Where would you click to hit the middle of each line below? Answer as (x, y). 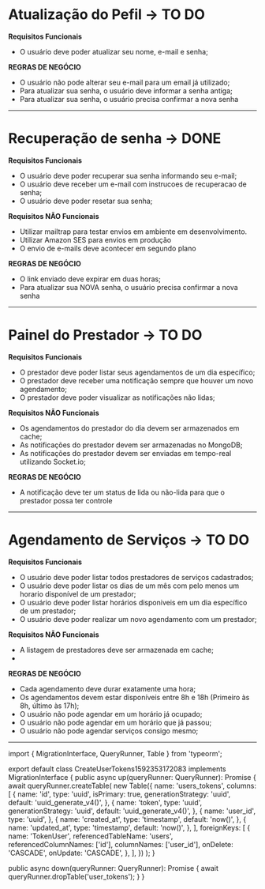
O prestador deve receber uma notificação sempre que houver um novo (136, 380)
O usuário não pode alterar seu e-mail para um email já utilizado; (125, 82)
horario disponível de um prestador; (78, 593)
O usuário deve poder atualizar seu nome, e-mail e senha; (114, 51)
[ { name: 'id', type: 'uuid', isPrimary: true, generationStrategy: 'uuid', (119, 794)
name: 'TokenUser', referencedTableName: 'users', (91, 836)
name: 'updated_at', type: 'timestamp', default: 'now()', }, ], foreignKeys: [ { (129, 827)
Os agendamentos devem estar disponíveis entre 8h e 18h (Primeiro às (134, 697)
